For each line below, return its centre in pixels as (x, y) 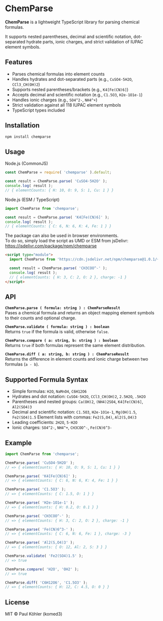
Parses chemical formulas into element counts (58, 74)
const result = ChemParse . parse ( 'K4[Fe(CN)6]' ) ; (57, 217)
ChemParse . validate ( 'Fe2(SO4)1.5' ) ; (44, 556)
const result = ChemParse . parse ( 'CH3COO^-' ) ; (58, 268)
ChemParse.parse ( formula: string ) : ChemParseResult (63, 308)
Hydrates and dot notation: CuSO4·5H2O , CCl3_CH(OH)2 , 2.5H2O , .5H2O (79, 397)
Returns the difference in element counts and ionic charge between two (77, 359)
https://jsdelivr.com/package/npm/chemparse (51, 246)
